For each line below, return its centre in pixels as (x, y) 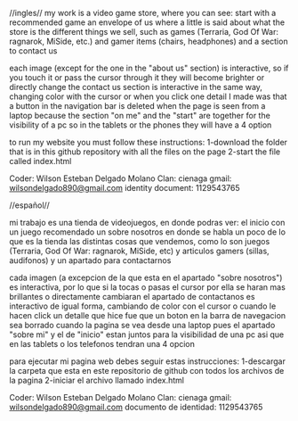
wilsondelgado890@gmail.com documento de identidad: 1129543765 (136, 407)
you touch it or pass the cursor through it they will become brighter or (137, 78)
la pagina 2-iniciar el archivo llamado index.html (97, 380)
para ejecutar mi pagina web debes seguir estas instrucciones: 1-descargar (148, 361)
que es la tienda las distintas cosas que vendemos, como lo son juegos (140, 241)
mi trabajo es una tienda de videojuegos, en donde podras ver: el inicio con (147, 223)
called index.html (40, 161)
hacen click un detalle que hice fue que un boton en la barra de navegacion (148, 315)
